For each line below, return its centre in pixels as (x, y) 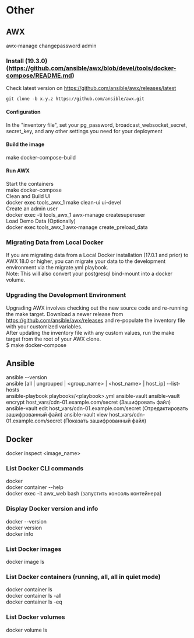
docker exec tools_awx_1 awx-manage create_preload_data (77, 227)
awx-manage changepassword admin (52, 46)
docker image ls (25, 562)
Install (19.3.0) (27, 61)
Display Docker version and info (52, 509)
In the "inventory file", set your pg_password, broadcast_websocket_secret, (97, 125)
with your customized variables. (44, 326)
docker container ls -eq (34, 602)
